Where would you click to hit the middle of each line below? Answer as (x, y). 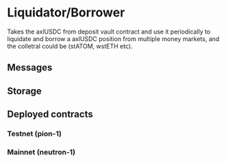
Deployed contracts (50, 114)
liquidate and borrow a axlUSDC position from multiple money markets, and (113, 38)
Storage (25, 91)
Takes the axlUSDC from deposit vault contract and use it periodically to (109, 32)
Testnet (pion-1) (34, 134)
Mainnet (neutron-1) (41, 152)
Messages (30, 67)
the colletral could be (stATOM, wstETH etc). (70, 46)
